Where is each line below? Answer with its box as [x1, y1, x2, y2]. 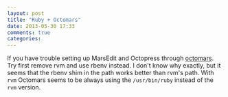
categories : [7, 36, 41, 42]
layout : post [7, 10, 45, 17]
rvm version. [7, 83, 41, 92]
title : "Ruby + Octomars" [7, 16, 81, 23]
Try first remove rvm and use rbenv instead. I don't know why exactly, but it [7, 61, 221, 70]
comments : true [7, 29, 51, 36]
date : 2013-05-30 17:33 [7, 23, 76, 29]
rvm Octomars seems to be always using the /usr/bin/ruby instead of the [7, 76, 214, 84]
